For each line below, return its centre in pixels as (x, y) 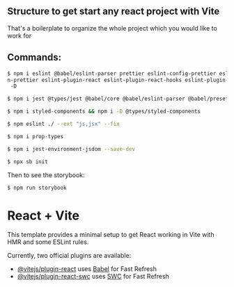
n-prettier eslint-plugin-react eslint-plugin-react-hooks (95, 80)
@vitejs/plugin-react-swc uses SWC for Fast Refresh (93, 277)
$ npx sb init (28, 162)
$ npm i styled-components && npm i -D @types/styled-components (104, 112)
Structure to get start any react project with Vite (114, 11)
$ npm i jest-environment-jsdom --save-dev (71, 149)
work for (19, 35)
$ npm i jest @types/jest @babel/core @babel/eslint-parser (96, 99)
